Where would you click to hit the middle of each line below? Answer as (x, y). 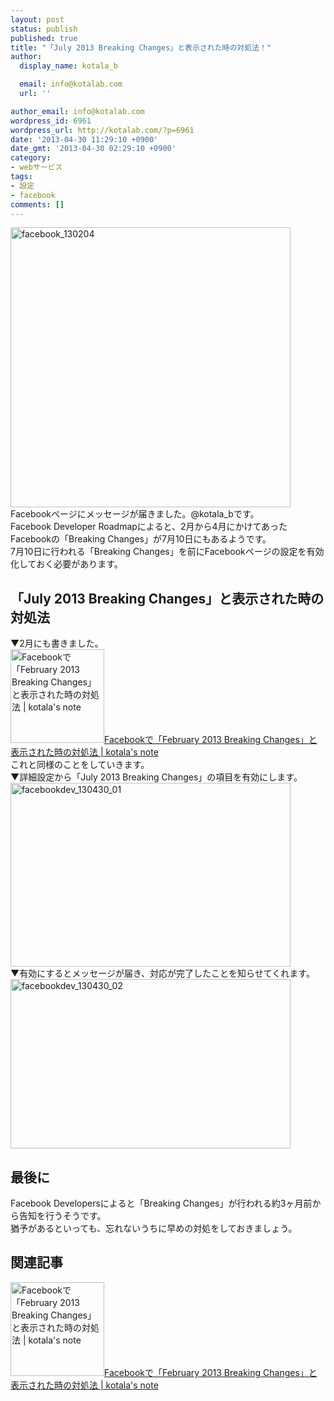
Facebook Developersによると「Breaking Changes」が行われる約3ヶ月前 (161, 1203)
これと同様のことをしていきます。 (80, 765)
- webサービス (36, 167)
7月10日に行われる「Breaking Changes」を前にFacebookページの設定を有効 (167, 552)
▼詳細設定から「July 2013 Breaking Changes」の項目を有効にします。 (156, 777)
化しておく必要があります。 (66, 564)
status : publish (44, 29)
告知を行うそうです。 (62, 1215)
